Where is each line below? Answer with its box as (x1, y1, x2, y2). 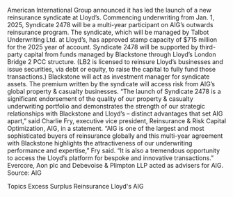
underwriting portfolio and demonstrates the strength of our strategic (7, 102, 205, 110)
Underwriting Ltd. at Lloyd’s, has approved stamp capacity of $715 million (7, 36, 218, 44)
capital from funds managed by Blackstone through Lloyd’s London (24, 50, 216, 58)
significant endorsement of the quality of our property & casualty (7, 95, 193, 103)
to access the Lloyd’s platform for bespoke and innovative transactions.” (7, 154, 214, 162)
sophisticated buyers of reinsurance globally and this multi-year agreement (7, 132, 223, 140)
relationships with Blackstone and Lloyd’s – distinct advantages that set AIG (7, 109, 223, 118)
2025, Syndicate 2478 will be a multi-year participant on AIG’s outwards (7, 21, 214, 29)
